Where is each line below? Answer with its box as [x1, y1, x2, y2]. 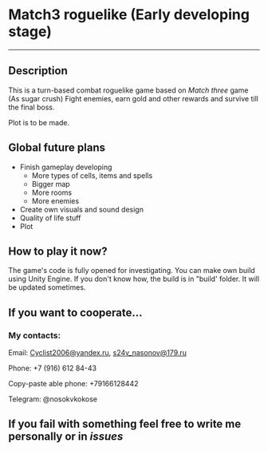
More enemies [31, 196, 80, 205]
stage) [8, 22, 52, 41]
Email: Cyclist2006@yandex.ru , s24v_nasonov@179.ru [8, 348, 187, 358]
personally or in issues [8, 429, 124, 444]
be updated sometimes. [8, 283, 86, 292]
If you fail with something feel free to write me [8, 417, 242, 431]
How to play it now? [8, 244, 108, 258]
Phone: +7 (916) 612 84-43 [8, 363, 97, 373]
